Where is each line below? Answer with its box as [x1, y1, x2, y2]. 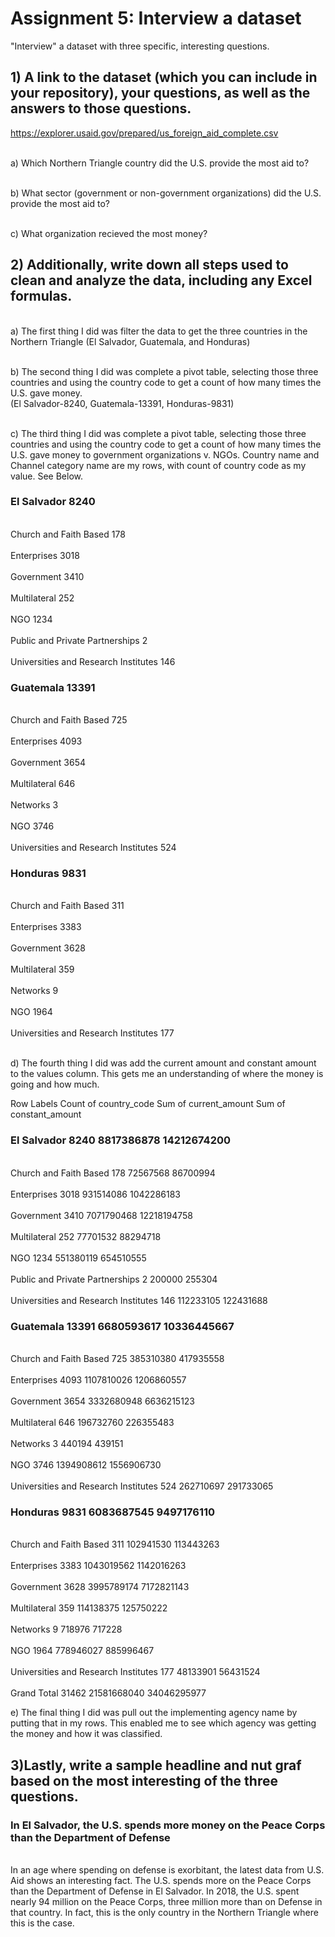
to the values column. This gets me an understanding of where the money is [10, 1068, 324, 1080]
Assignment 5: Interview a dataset [10, 7, 302, 30]
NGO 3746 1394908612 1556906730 [10, 1459, 162, 1471]
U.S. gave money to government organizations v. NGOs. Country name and [10, 448, 320, 461]
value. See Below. [10, 470, 84, 482]
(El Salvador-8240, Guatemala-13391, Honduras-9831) [10, 397, 235, 409]
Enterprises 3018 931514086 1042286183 [10, 1188, 181, 1200]
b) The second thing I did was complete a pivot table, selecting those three [10, 365, 319, 377]
